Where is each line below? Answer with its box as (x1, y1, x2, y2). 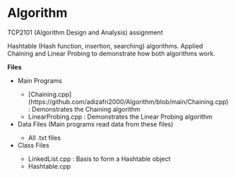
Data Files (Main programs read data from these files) (17, 119, 174, 128)
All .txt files (28, 133, 61, 142)
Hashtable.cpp (28, 162, 71, 170)
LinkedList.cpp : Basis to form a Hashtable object (28, 155, 171, 163)
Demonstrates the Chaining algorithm (31, 105, 141, 113)
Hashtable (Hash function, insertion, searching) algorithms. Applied (7, 41, 203, 50)
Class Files (17, 140, 49, 149)
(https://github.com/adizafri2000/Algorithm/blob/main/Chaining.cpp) (28, 97, 229, 106)
